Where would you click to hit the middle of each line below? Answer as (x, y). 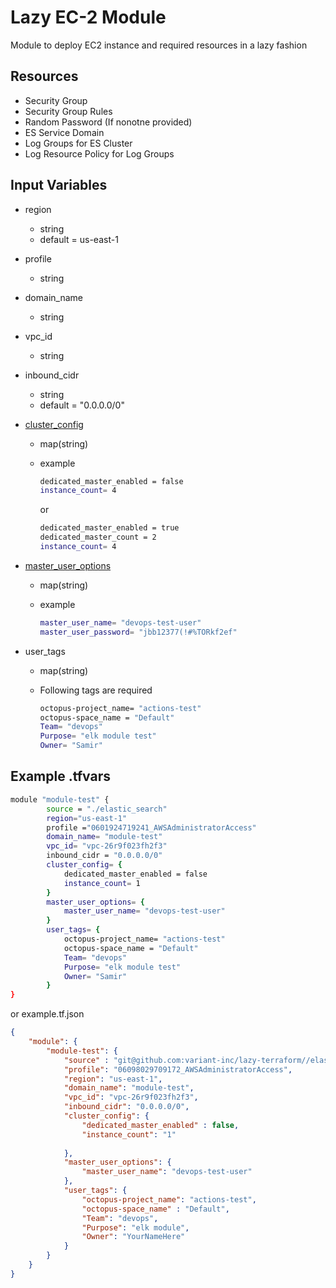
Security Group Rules (68, 111)
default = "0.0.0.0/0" (82, 405)
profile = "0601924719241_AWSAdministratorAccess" (151, 827)
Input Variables (59, 185)
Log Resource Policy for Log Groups (99, 153)
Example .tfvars (60, 776)
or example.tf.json (47, 1014)
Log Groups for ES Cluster (78, 143)
